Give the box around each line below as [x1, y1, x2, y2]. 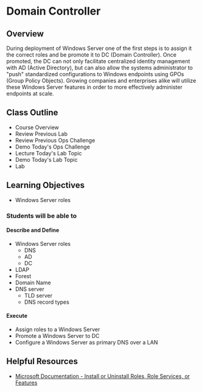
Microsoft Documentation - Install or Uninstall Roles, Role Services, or [15, 373, 190, 380]
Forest [15, 272, 32, 279]
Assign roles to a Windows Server [15, 326, 100, 333]
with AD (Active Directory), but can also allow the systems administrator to [6, 64, 193, 71]
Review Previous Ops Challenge [15, 136, 96, 144]
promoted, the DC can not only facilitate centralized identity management [6, 58, 190, 65]
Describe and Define [6, 226, 60, 234]
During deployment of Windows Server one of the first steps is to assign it [6, 44, 192, 52]
